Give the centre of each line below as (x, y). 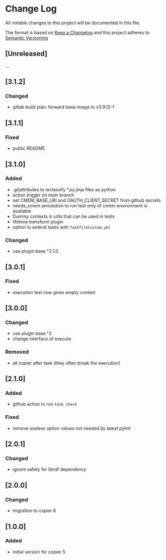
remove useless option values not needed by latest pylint (71, 428)
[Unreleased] (26, 54)
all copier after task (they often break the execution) (66, 363)
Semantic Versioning (27, 38)
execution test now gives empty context (54, 292)
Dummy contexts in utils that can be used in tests (63, 216)
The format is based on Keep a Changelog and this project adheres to (77, 32)
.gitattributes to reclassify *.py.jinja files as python (64, 189)
